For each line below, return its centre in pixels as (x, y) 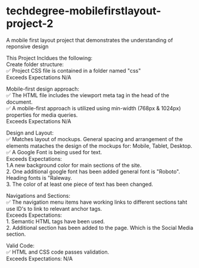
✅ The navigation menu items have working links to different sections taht (97, 202)
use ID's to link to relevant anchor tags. (54, 208)
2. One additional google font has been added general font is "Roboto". (93, 172)
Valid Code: (20, 245)
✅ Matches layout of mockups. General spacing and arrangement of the (94, 139)
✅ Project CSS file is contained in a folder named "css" (74, 70)
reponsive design (27, 46)
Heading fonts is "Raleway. (39, 177)
